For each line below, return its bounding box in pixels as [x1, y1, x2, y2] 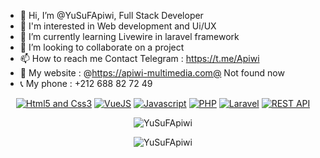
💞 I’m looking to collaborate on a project [19, 41, 185, 53]
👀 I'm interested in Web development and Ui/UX [19, 20, 217, 32]
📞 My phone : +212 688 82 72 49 [19, 78, 153, 89]
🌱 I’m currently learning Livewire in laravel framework [19, 31, 240, 42]
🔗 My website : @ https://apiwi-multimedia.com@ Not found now [19, 67, 285, 79]
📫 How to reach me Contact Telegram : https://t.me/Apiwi [19, 53, 260, 64]
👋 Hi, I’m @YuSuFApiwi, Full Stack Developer [19, 10, 204, 21]
